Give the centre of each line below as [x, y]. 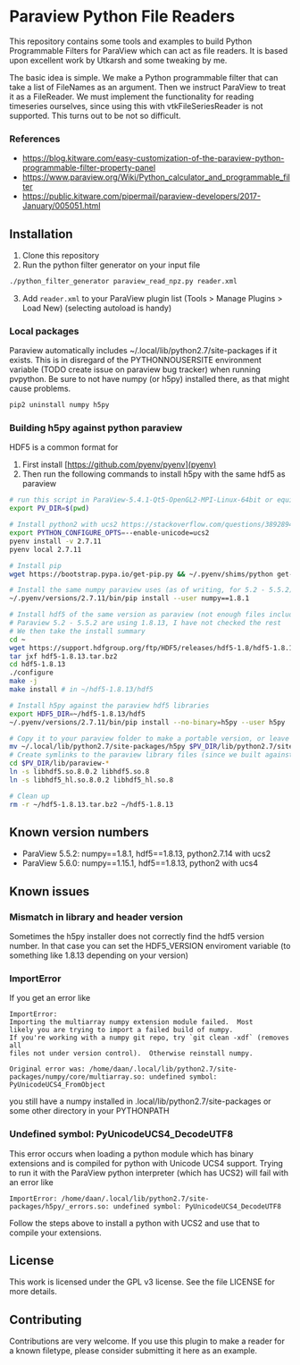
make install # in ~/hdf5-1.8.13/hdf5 [81, 690]
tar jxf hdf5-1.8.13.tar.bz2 [63, 656]
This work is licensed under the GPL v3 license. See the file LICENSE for [142, 1282]
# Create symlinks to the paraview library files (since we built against [151, 755]
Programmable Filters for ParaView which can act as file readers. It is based [149, 50]
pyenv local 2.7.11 [46, 549]
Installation [41, 234]
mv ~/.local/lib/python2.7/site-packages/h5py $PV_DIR [113, 747]
